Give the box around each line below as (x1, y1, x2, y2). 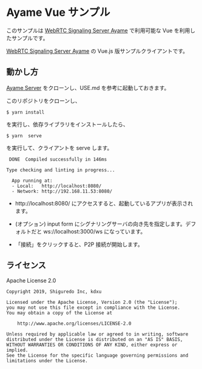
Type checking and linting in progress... (6, 167, 115, 173)
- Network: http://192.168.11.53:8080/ (12, 188, 113, 195)
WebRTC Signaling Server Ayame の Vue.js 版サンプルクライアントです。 (6, 47, 189, 55)
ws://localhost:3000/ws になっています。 (43, 227, 146, 235)
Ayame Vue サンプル (6, 5, 110, 19)
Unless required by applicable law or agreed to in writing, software (6, 331, 189, 337)
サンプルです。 (11, 34, 49, 41)
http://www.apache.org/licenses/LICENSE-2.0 (17, 320, 132, 326)
